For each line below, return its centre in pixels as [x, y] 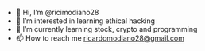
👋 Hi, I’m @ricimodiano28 [57, 12]
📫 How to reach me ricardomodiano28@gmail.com [100, 38]
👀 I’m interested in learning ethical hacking [85, 21]
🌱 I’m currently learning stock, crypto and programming [106, 29]
